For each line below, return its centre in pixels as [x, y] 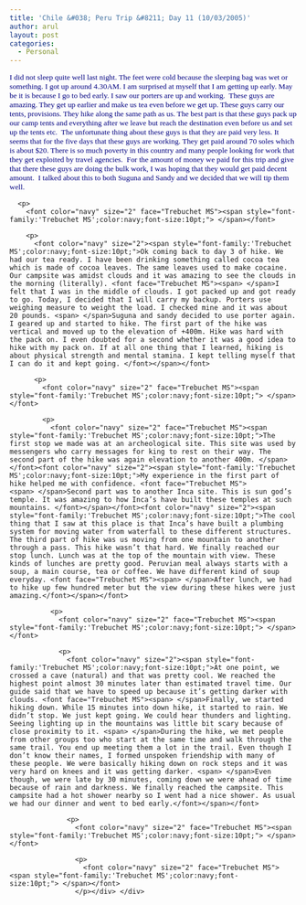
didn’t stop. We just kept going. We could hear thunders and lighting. [151, 716]
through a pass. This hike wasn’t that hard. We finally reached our [145, 548]
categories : [32, 43]
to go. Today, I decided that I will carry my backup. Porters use [141, 300]
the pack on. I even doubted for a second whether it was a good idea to [153, 340]
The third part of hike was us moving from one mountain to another [142, 540]
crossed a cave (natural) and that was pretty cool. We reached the [142, 676]
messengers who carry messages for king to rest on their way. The [141, 452]
